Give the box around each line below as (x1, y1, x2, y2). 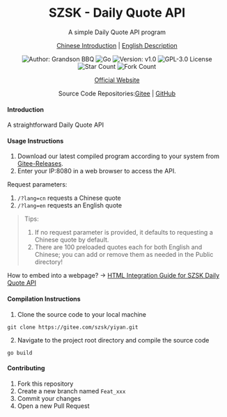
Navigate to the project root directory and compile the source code (17, 336, 210, 344)
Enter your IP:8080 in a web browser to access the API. (17, 167, 176, 175)
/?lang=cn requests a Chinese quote (17, 194, 122, 203)
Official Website (94, 75, 140, 84)
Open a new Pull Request (17, 402, 90, 410)
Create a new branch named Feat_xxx (17, 386, 126, 395)
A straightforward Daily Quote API (7, 120, 104, 129)
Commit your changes (17, 394, 81, 402)
